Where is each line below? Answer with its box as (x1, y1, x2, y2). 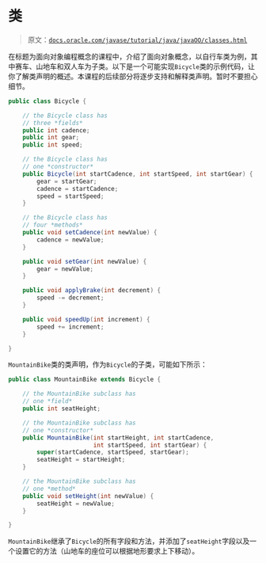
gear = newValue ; (36, 264, 93, 273)
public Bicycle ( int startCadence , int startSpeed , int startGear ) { (22, 169, 253, 178)
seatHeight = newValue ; (36, 500, 115, 508)
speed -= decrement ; (36, 294, 104, 302)
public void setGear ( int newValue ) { (22, 257, 147, 265)
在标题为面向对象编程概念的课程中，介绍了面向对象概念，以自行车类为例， (8, 51, 251, 61)
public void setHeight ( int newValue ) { (22, 492, 154, 500)
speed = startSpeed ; (36, 192, 104, 200)
